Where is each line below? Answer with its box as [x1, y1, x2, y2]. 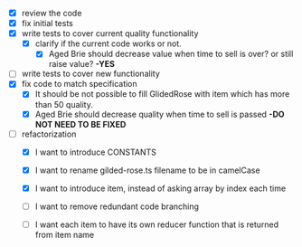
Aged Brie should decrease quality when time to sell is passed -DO [34, 109, 286, 119]
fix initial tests [21, 18, 73, 29]
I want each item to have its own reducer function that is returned [34, 219, 279, 230]
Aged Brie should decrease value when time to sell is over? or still [48, 49, 294, 60]
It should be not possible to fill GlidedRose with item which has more [34, 89, 290, 100]
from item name [34, 229, 95, 240]
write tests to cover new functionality [21, 68, 160, 80]
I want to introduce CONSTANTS [34, 147, 157, 157]
